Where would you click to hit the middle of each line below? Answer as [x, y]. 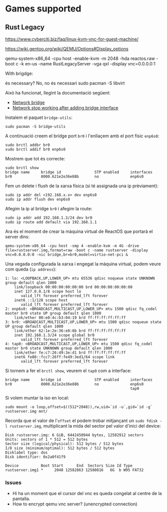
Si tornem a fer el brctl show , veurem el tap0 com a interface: [68, 371]
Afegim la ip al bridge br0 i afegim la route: [49, 209]
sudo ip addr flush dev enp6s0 [38, 199]
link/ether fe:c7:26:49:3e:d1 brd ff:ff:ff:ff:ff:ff [70, 353]
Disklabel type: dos [27, 453]
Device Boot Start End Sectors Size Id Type [69, 466]
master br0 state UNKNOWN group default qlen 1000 [59, 348]
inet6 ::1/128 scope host [41, 300]
